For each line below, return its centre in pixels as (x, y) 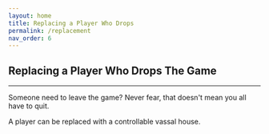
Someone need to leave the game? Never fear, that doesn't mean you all (127, 98)
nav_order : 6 (30, 38)
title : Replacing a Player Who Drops (71, 23)
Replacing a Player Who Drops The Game (113, 70)
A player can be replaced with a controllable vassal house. (104, 122)
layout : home (30, 16)
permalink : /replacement (50, 30)
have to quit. (29, 106)
